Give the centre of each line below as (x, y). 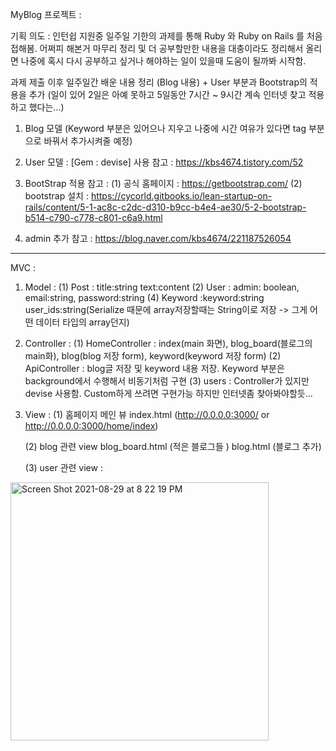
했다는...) (46, 107)
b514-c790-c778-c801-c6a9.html (93, 217)
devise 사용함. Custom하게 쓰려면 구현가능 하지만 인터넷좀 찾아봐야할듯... (168, 393)
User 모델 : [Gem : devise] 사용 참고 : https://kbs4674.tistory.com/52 (164, 162)
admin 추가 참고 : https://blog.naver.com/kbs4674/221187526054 (158, 238)
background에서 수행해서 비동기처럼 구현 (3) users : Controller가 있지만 (167, 381)
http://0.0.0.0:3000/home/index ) (91, 426)
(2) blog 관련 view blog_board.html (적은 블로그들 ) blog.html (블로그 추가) (173, 446)
